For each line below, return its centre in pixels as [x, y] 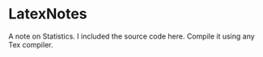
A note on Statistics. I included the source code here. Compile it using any [131, 36]
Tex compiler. [31, 44]
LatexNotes [48, 14]
